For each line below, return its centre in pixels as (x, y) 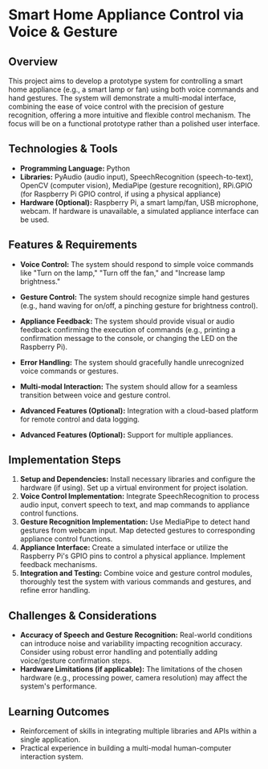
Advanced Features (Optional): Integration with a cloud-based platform (139, 410)
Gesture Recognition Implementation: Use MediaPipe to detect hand (135, 522)
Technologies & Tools (63, 149)
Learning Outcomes (59, 711)
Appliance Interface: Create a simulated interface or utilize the (124, 548)
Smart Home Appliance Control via (126, 15)
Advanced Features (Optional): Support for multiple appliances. (126, 434)
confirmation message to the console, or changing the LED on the (129, 338)
